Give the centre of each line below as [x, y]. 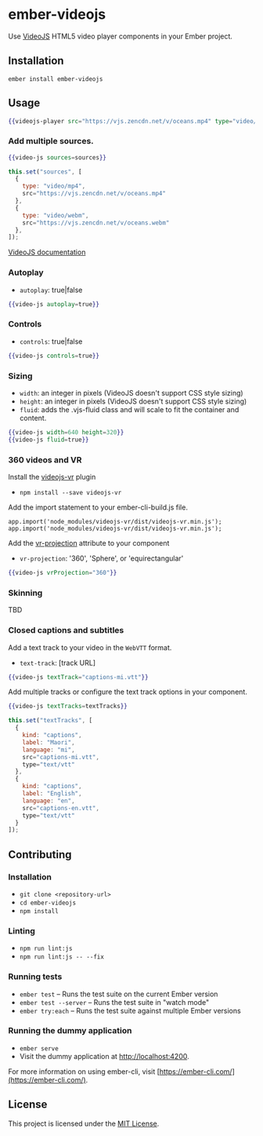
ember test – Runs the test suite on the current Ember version [119, 994]
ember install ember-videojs [56, 79]
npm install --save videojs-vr [70, 493]
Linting [22, 930]
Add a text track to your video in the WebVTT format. [90, 647]
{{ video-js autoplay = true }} [54, 304]
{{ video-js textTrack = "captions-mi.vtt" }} [78, 677]
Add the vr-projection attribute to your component [89, 543]
